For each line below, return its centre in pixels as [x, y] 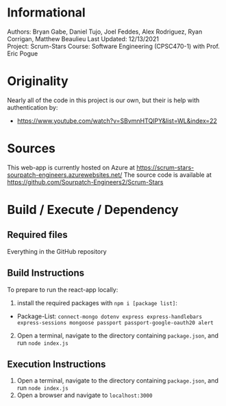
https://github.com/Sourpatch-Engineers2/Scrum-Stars [85, 182]
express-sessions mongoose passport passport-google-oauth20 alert [115, 323]
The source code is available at [168, 175]
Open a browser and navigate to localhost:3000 [85, 395]
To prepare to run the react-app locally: [63, 289]
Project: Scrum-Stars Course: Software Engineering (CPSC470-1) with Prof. [114, 46]
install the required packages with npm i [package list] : [97, 302]
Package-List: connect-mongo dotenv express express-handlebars [110, 316]
